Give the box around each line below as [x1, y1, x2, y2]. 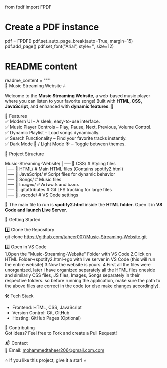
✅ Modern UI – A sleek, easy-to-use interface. [5, 118, 100, 124]
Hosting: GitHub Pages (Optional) [12, 315, 81, 321]
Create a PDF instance [5, 22, 99, 33]
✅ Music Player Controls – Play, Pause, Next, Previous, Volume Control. [5, 124, 152, 130]
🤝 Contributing [5, 324, 35, 331]
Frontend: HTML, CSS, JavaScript [12, 304, 82, 310]
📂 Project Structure [5, 151, 44, 157]
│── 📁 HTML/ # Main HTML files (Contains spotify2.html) [5, 166, 124, 172]
